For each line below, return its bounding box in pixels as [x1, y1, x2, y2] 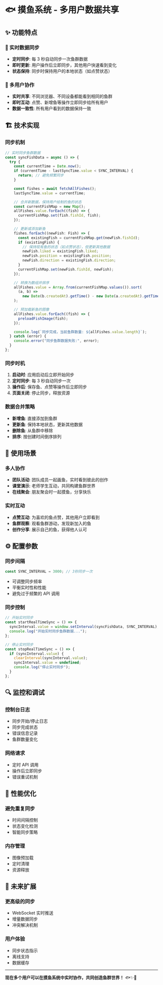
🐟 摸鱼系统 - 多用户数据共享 [5, 4, 119, 16]
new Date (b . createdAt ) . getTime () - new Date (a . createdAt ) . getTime [22, 294, 160, 299]
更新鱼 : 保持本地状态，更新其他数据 [12, 421, 83, 427]
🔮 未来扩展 [5, 883, 36, 891]
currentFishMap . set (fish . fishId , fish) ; [17, 213, 101, 218]
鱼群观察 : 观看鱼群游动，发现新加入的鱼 [12, 520, 91, 526]
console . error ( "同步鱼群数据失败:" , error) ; [14, 339, 99, 343]
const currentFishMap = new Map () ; [14, 204, 86, 209]
